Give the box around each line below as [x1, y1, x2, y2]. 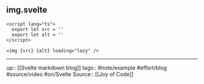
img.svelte [6, 5, 47, 15]
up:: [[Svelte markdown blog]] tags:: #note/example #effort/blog [6, 64, 167, 71]
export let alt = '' [12, 32, 64, 38]
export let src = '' [12, 26, 64, 32]
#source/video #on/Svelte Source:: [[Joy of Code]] [6, 70, 134, 78]
